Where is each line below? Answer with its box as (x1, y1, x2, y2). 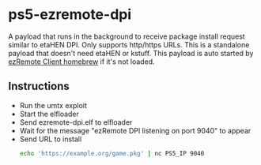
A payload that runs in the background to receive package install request (8, 32, 245, 41)
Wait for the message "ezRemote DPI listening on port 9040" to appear (19, 126, 252, 135)
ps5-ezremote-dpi (8, 6, 132, 24)
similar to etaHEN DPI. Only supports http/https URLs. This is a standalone (8, 39, 250, 49)
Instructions (8, 80, 70, 93)
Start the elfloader (19, 109, 79, 118)
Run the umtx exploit (19, 100, 87, 110)
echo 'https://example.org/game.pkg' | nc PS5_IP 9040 (19, 149, 205, 157)
